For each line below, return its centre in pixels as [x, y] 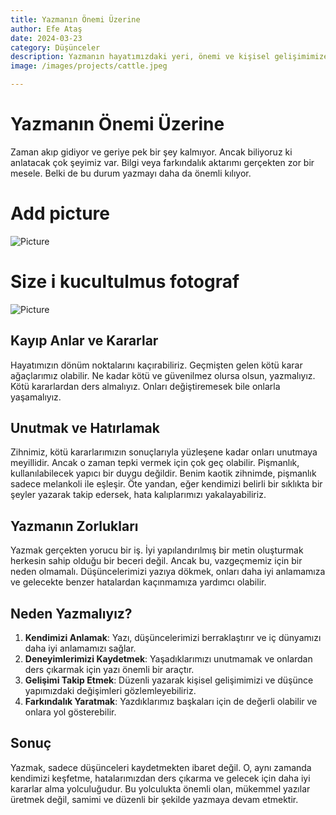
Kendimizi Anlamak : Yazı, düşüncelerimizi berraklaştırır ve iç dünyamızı [173, 638]
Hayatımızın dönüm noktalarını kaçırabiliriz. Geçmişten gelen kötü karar [156, 365]
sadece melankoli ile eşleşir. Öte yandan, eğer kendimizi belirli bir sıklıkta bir [166, 484]
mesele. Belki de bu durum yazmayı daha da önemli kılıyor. [131, 173]
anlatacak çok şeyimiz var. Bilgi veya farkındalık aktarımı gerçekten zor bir [162, 162]
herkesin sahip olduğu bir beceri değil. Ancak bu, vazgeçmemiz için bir [156, 561]
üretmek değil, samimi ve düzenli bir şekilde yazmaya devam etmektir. [154, 799]
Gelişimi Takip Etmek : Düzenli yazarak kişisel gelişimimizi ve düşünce [169, 680]
